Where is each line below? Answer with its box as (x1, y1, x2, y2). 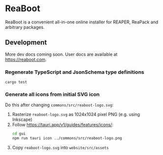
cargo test (5, 80, 27, 85)
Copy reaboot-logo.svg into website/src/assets (12, 145, 109, 151)
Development (5, 39, 47, 47)
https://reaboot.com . (5, 57, 47, 62)
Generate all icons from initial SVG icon (5, 91, 100, 97)
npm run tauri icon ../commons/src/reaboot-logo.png (12, 136, 122, 141)
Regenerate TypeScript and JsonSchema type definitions (5, 69, 144, 76)
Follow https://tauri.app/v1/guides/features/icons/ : (12, 122, 114, 128)
